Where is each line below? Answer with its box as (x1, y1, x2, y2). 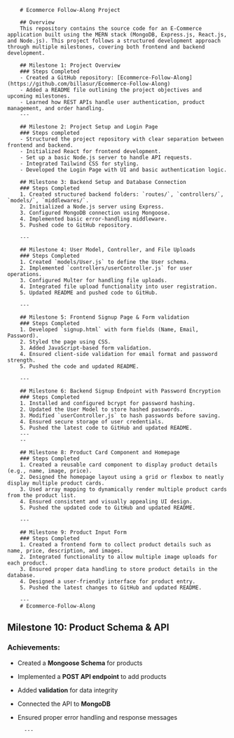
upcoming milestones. (7, 93, 71, 100)
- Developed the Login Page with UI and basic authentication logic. (20, 166, 228, 173)
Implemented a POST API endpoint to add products (17, 672, 167, 680)
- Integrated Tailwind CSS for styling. (20, 160, 139, 167)
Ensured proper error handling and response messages (17, 713, 177, 721)
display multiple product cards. (7, 480, 105, 487)
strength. (7, 357, 36, 364)
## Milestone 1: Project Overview (20, 62, 121, 69)
